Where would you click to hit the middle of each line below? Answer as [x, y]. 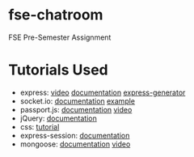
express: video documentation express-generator [103, 92]
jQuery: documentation [58, 118]
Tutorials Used [58, 70]
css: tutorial [40, 126]
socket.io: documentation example [78, 101]
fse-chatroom [56, 15]
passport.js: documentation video [76, 109]
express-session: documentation [75, 135]
